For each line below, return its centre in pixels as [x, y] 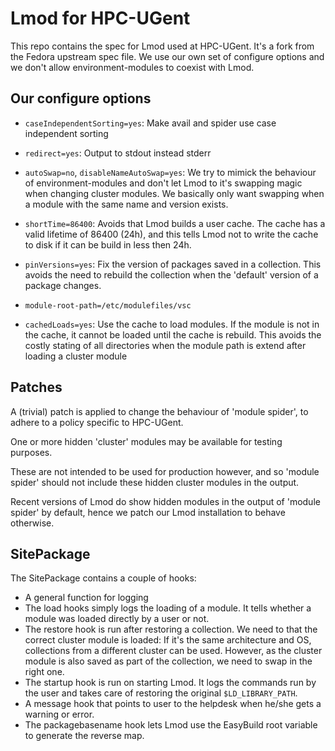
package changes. [63, 285]
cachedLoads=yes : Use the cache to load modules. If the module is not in [172, 324]
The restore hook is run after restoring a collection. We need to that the [171, 629]
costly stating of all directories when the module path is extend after [165, 345]
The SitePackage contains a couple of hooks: [103, 578]
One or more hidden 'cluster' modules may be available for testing [146, 441]
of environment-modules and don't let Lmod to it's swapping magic [163, 183]
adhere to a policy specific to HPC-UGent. [97, 422]
